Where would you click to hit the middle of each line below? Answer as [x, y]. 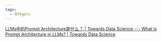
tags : [11, 10]
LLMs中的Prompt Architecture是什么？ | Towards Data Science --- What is [81, 29]
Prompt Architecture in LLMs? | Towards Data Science [60, 34]
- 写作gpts [20, 14]
